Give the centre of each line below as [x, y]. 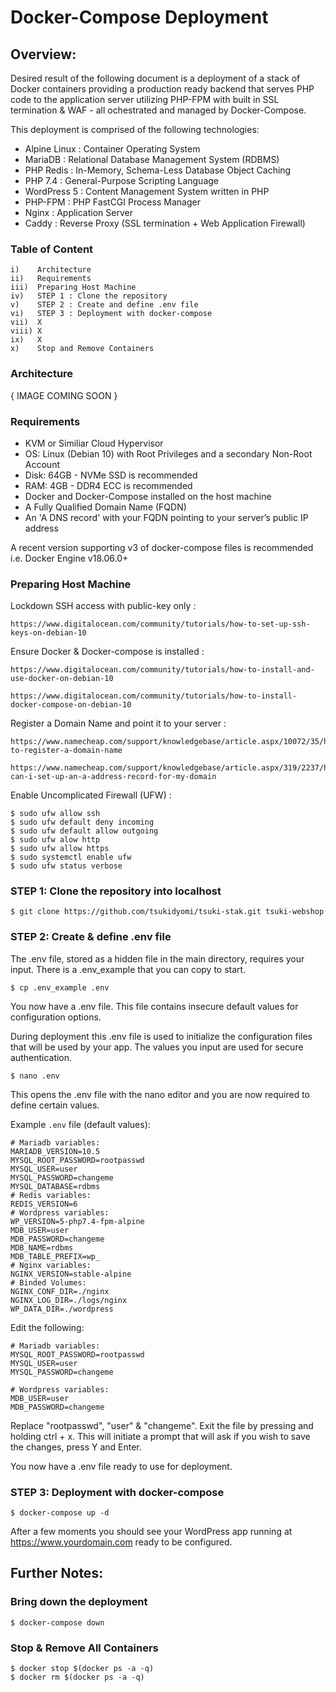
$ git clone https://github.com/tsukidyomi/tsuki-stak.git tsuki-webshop [167, 912]
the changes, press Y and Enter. [76, 1447]
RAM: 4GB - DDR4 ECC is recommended [108, 485]
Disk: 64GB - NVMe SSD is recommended [111, 475]
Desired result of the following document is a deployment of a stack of [155, 78]
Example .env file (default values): [80, 1124]
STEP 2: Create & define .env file [91, 937]
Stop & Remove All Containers [84, 1648]
